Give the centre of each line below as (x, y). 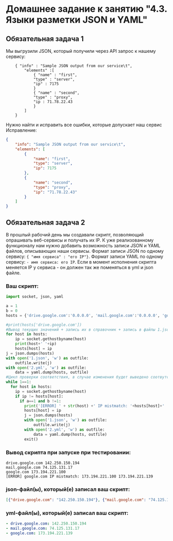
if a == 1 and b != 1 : (40, 401)
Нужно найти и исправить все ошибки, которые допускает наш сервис (84, 125)
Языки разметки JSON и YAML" (77, 20)
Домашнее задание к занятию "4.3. (86, 9)
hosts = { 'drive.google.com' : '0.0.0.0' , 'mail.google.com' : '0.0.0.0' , (83, 315)
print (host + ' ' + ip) (36, 344)
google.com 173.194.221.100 (36, 472)
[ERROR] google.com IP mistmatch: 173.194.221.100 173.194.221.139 (80, 476)
